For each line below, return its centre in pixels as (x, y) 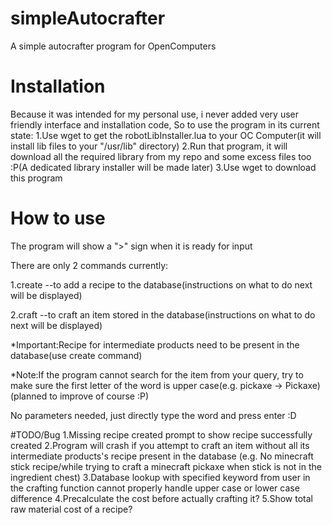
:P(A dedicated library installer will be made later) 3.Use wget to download (163, 167)
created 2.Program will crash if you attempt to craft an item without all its (160, 445)
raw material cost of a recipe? (71, 509)
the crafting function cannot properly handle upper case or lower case (155, 488)
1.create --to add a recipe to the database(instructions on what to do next (161, 284)
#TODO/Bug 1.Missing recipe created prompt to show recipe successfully (161, 434)
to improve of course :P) (99, 396)
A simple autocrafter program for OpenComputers (113, 46)
